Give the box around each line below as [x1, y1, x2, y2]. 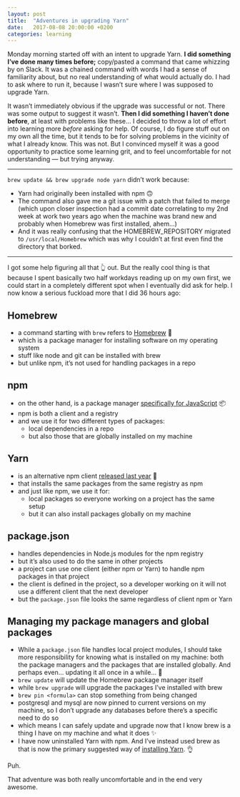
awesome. [7, 783, 38, 791]
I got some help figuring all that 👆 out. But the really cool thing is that [7, 264, 210, 272]
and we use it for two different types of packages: [17, 416, 166, 425]
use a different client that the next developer [17, 587, 149, 596]
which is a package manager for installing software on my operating [17, 336, 218, 345]
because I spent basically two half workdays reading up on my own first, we [7, 274, 231, 282]
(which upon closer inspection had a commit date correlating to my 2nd [17, 204, 229, 213]
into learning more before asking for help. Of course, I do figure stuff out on [7, 124, 230, 133]
